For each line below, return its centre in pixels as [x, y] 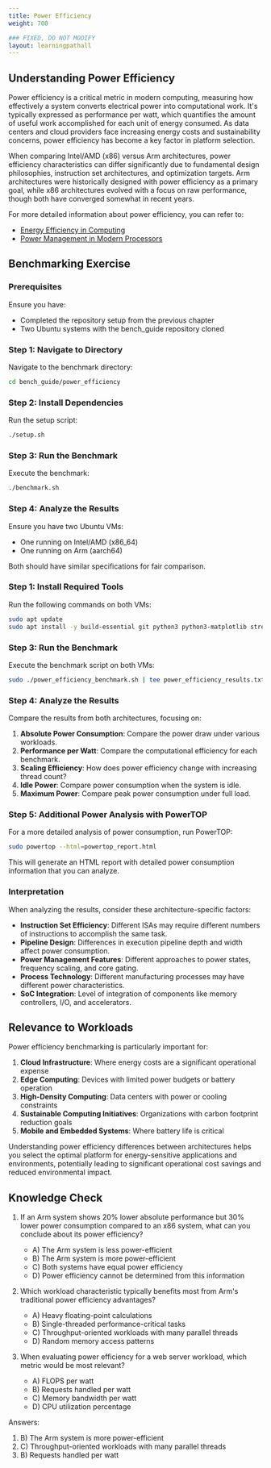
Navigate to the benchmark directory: [71, 367]
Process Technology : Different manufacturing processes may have [132, 976]
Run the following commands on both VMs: [80, 604]
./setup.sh [27, 435]
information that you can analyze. [64, 871]
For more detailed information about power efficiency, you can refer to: [126, 215]
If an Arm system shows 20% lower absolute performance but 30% [132, 1217]
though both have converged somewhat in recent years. [102, 199]
